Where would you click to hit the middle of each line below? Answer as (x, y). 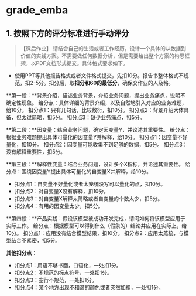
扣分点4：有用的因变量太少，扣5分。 (59, 206)
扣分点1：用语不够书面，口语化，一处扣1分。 (68, 265)
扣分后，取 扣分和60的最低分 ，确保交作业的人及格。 (111, 83)
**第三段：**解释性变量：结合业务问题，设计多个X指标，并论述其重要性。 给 (98, 164)
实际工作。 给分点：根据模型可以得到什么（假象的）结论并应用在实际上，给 (97, 226)
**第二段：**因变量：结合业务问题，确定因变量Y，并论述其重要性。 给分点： (98, 130)
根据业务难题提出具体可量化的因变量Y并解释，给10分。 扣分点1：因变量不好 (97, 137)
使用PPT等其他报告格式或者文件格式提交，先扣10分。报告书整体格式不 (99, 76)
